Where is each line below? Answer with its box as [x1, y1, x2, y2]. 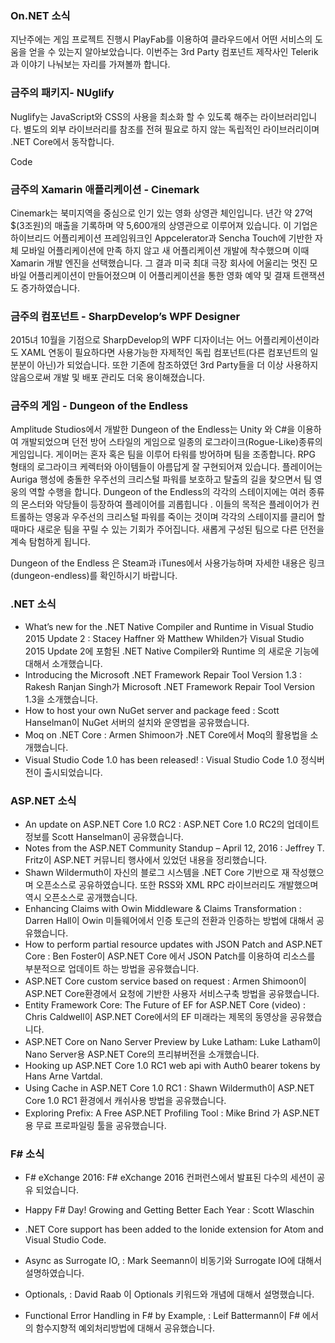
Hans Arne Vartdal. [24, 1070, 103, 1082]
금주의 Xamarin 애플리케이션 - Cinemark [10, 182, 200, 196]
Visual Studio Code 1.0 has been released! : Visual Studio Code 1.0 [24, 753, 299, 766]
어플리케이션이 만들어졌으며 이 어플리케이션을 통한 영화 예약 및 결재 [28, 269, 291, 281]
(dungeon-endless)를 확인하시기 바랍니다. [10, 570, 178, 582]
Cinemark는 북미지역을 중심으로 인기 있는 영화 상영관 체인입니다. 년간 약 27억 [10, 207, 313, 219]
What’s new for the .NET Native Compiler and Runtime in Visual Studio [24, 620, 315, 632]
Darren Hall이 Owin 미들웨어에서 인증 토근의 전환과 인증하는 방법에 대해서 [24, 915, 315, 927]
